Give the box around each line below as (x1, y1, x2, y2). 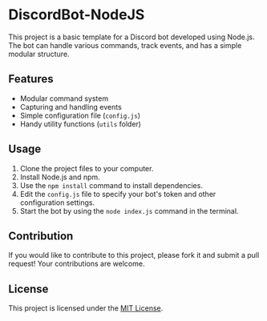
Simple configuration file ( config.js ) (19, 110, 141, 120)
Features (8, 72, 54, 86)
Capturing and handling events (19, 102, 122, 111)
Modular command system (19, 94, 109, 103)
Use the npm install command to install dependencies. (19, 180, 203, 190)
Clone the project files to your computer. (19, 163, 154, 173)
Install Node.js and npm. (19, 172, 100, 182)
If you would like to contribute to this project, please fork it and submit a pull (8, 251, 260, 260)
